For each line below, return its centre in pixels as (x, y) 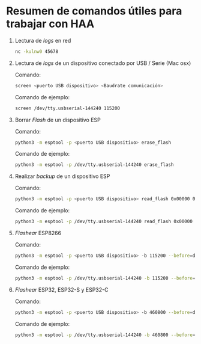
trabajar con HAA (50, 24)
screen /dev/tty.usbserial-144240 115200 (67, 108)
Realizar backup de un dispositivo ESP (62, 176)
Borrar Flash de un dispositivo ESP (58, 120)
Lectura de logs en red (43, 40)
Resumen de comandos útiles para (94, 11)
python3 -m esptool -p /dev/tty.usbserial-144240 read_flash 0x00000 (104, 222)
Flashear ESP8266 (38, 233)
